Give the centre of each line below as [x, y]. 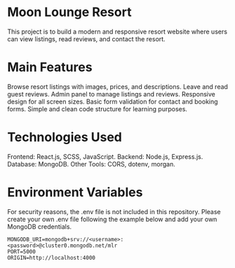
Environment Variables [75, 192]
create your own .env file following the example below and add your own [112, 219]
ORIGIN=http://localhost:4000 [52, 258]
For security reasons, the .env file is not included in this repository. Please [114, 211]
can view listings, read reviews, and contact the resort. [87, 38]
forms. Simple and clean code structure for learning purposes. [98, 108]
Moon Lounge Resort [69, 12]
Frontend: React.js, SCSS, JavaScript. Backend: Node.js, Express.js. [105, 156]
